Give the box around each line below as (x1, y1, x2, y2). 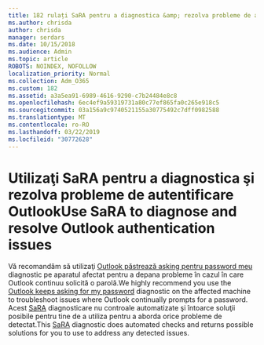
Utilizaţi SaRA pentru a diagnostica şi (8, 169, 255, 187)
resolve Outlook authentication (8, 219, 215, 237)
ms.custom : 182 (8, 84, 58, 93)
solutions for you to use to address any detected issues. (8, 329, 190, 338)
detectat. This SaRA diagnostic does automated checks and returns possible (8, 320, 254, 329)
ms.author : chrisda (8, 19, 72, 27)
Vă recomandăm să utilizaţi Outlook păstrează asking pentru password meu (8, 262, 253, 271)
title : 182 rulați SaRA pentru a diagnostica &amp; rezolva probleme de (8, 11, 251, 20)
